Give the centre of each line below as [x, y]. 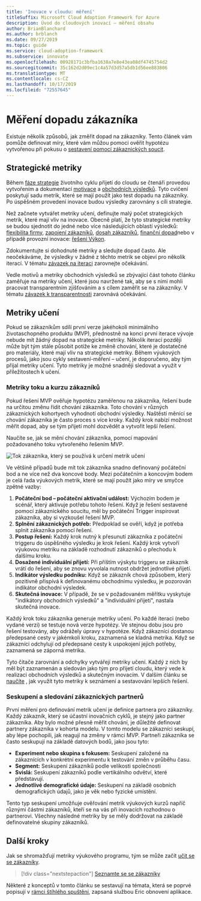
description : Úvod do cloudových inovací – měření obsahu [80, 23]
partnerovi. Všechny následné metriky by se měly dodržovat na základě [94, 816]
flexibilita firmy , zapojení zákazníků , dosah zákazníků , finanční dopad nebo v [100, 232]
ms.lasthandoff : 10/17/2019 [41, 85]
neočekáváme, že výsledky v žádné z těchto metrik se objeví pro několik [96, 256]
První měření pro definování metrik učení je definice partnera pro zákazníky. [100, 710]
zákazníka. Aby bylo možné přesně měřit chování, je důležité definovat [94, 723]
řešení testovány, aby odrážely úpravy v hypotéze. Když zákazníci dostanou [100, 631]
